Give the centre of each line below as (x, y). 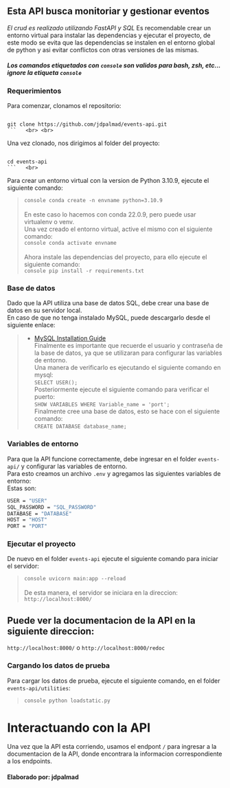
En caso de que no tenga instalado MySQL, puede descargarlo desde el (109, 318)
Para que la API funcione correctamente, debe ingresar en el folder (102, 459)
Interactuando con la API (79, 727)
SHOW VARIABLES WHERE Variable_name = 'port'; (102, 405)
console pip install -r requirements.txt (84, 271)
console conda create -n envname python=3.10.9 (93, 201)
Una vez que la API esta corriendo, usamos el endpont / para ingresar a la (112, 747)
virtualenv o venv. (49, 222)
